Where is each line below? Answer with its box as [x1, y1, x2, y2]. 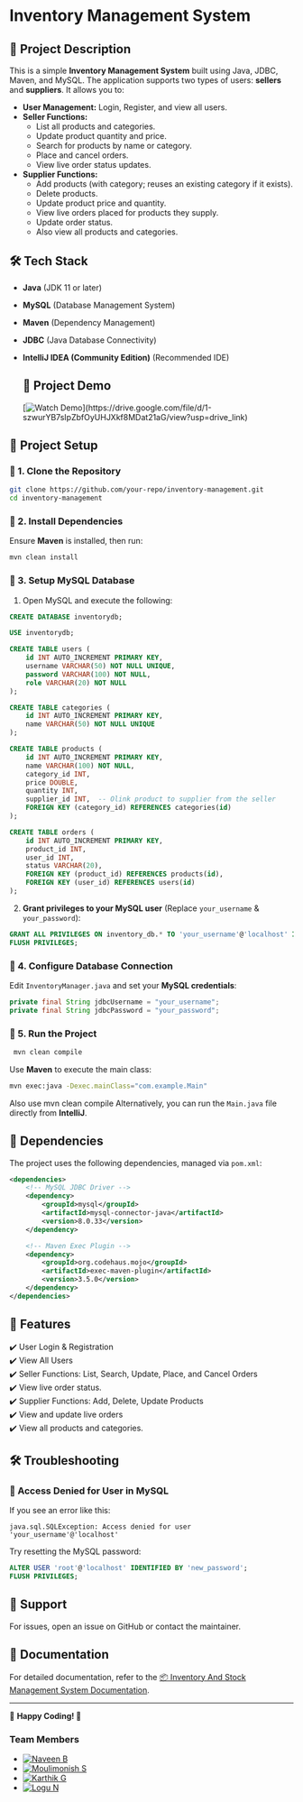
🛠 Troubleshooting [9, 1453, 120, 1468]
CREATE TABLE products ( [9, 745, 103, 754]
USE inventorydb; [9, 629, 75, 638]
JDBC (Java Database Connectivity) [22, 335, 157, 345]
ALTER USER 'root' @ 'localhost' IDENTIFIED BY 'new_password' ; [9, 1564, 248, 1573]
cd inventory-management [9, 493, 103, 503]
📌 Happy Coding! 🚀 [9, 1710, 82, 1721]
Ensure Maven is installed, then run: [9, 536, 143, 547]
